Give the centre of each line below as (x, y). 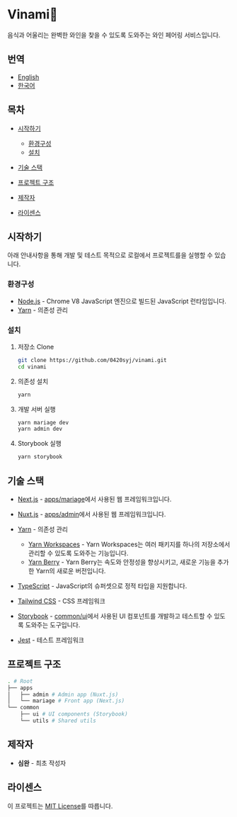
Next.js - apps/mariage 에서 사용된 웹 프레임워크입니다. (94, 500)
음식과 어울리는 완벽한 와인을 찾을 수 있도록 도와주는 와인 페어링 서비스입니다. (114, 35)
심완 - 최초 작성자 (42, 763)
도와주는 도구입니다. (53, 625)
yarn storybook (40, 457)
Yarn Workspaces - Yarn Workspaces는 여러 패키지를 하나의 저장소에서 (129, 544)
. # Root (20, 681)
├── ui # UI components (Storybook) (74, 714)
